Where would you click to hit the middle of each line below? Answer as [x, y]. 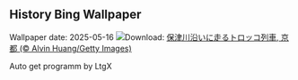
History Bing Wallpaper [75, 15]
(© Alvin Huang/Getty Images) [75, 48]
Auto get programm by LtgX [61, 66]
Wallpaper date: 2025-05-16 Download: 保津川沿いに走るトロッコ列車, [145, 37]
